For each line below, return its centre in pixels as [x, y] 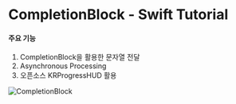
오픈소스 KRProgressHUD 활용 [68, 75]
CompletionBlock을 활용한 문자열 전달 [80, 57]
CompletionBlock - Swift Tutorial [118, 15]
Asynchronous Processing [63, 66]
